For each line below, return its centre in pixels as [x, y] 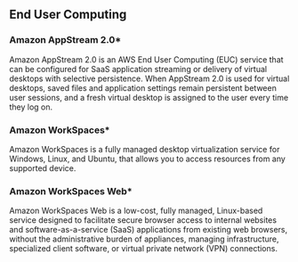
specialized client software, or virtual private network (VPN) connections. [144, 249]
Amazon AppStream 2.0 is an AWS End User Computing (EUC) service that [146, 59]
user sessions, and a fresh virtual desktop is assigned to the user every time [149, 97]
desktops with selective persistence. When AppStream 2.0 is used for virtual [149, 78]
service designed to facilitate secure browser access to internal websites [143, 220]
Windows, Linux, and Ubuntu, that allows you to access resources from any [148, 159]
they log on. [31, 107]
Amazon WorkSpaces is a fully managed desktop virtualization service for [145, 149]
